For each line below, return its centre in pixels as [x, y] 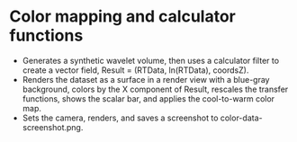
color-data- [241, 118]
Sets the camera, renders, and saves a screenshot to [120, 118]
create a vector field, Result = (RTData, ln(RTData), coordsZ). [135, 70]
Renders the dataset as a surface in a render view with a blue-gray [146, 79]
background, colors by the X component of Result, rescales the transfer [155, 89]
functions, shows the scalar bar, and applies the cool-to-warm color [148, 98]
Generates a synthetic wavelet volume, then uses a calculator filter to [151, 60]
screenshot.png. [53, 127]
